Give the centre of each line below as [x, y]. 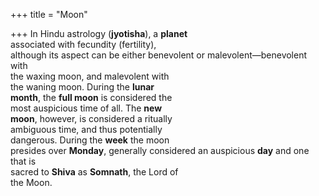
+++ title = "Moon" [49, 14]
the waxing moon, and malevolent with [90, 76]
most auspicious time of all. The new [86, 108]
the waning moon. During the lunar [82, 87]
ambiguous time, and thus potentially [86, 129]
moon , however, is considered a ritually [91, 118]
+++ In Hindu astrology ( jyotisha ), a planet [99, 33]
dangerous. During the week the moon [90, 140]
